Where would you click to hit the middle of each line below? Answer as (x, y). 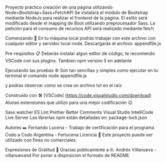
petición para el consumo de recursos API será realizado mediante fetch (79, 28)
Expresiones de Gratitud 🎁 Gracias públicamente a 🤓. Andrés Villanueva (79, 150)
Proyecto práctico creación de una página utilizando (59, 7)
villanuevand (18, 155)
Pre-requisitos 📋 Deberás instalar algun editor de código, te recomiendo (80, 53)
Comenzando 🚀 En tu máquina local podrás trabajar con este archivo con (80, 38)
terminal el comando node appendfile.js (46, 75)
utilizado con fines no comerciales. (41, 140)
